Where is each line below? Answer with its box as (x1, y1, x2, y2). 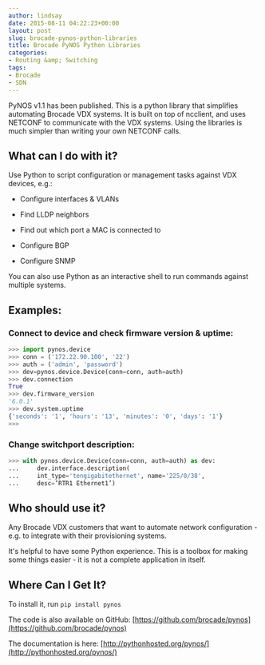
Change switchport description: (8, 439, 135, 450)
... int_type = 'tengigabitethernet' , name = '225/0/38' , (8, 472, 205, 480)
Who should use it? (8, 501, 106, 515)
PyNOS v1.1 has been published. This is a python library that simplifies (8, 101, 239, 110)
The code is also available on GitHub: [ (8, 615, 136, 624)
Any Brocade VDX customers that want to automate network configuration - (8, 523, 258, 532)
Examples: (8, 303, 62, 317)
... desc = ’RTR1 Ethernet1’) (8, 479, 116, 488)
